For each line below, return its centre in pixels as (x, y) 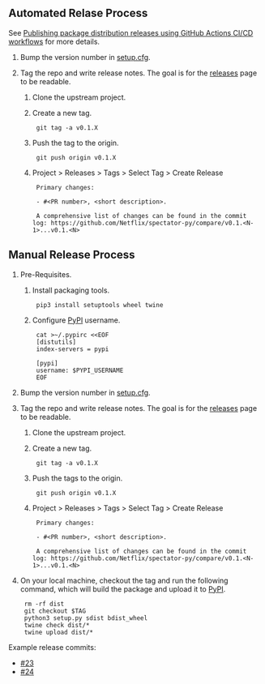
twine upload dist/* (58, 632)
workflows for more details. (54, 41)
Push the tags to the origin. (77, 478)
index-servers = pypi (73, 349)
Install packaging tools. (71, 290)
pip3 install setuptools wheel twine (100, 305)
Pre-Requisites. (46, 274)
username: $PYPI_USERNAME (80, 370)
